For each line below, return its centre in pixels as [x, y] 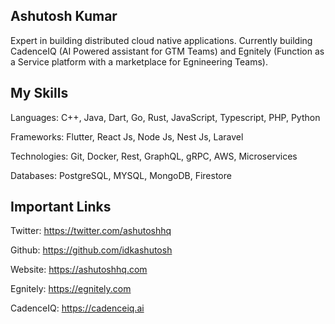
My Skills [39, 93]
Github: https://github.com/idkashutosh [91, 250]
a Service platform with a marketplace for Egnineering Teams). [139, 61]
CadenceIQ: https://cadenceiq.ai [77, 308]
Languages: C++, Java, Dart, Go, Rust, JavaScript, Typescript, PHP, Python [165, 117]
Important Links [61, 207]
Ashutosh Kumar [64, 16]
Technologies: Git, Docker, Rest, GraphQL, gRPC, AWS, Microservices [154, 156]
